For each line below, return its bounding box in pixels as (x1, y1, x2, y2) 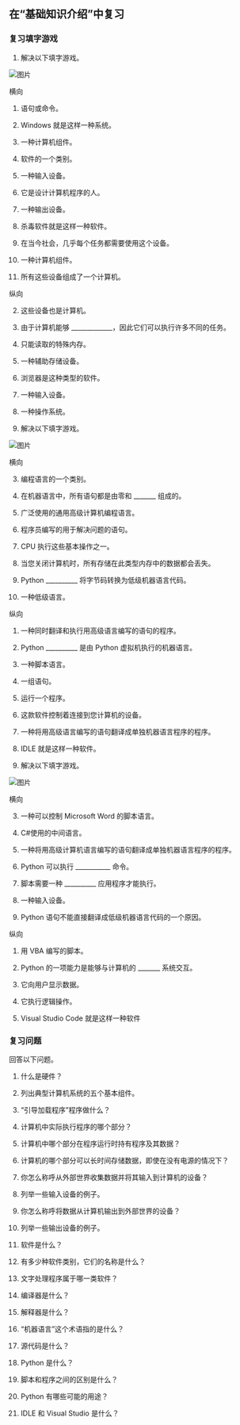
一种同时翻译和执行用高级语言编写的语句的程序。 (20, 626, 181, 635)
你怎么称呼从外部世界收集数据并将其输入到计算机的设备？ (20, 1172, 208, 1182)
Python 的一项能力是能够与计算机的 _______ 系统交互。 (20, 963, 197, 972)
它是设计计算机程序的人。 (20, 187, 105, 197)
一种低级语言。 (20, 592, 70, 601)
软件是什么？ (20, 1239, 63, 1249)
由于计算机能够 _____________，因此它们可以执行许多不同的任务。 (20, 322, 230, 331)
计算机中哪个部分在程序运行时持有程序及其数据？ (20, 1139, 181, 1148)
